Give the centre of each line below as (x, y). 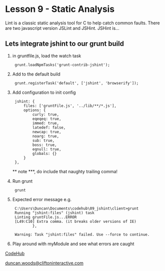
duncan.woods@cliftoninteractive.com (44, 263)
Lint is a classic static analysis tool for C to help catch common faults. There (82, 23)
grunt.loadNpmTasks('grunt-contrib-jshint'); (62, 65)
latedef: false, (49, 128)
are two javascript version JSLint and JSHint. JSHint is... (62, 28)
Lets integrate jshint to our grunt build (65, 44)
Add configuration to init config (44, 92)
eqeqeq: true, (47, 119)
